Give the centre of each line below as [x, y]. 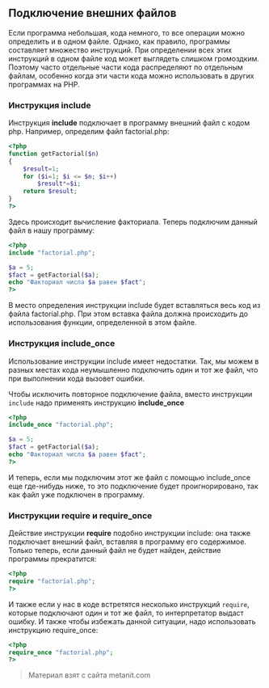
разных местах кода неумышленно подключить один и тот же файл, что [133, 369]
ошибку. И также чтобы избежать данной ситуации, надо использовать [132, 621]
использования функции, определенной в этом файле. [103, 323]
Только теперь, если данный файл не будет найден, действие [115, 551]
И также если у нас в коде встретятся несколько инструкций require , [129, 604]
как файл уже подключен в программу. [77, 494]
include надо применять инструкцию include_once [96, 403]
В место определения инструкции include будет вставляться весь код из [134, 306]
